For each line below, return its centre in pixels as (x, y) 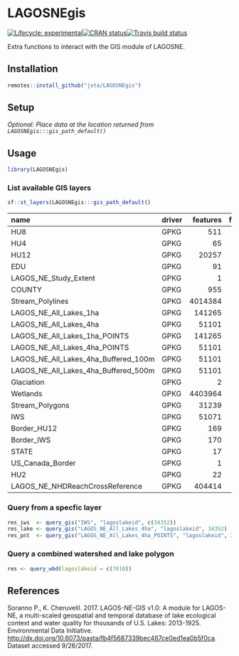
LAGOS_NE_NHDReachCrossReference (77, 487)
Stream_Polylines (40, 302)
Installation (33, 69)
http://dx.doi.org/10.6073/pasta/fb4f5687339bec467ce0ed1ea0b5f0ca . (112, 638)
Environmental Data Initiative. (50, 630)
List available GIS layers (49, 188)
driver (172, 220)
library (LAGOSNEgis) (38, 170)
